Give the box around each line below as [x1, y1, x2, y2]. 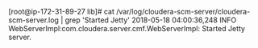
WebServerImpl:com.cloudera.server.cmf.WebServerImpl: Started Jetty [8, 24, 246, 33]
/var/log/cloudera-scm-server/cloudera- [115, 7, 251, 16]
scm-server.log [8, 15, 59, 25]
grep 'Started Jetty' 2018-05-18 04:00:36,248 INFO [64, 15, 237, 25]
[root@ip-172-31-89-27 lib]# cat [8, 7, 115, 16]
